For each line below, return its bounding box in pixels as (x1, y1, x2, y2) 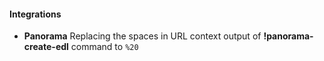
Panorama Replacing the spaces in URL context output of (23, 30, 262, 42)
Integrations (9, 8, 62, 20)
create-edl (23, 41, 69, 53)
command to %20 (70, 41, 139, 53)
